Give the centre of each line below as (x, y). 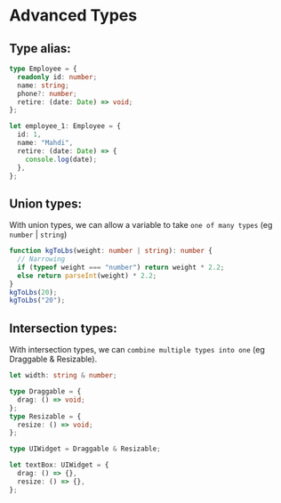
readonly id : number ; (57, 77)
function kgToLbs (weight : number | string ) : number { (111, 251)
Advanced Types (73, 16)
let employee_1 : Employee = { (65, 126)
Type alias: (40, 49)
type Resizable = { (45, 416)
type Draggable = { (45, 392)
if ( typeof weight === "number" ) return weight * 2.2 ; (121, 267)
